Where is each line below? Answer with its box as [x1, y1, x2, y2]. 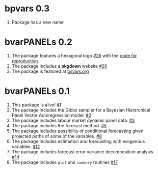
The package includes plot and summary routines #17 [11, 159, 118, 165]
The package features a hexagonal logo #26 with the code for [11, 53, 137, 58]
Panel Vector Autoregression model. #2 [11, 112, 92, 118]
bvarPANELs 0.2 [4, 36, 73, 48]
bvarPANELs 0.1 [4, 85, 70, 97]
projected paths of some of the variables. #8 [11, 133, 102, 139]
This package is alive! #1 [11, 102, 62, 108]
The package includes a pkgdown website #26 [11, 63, 107, 69]
